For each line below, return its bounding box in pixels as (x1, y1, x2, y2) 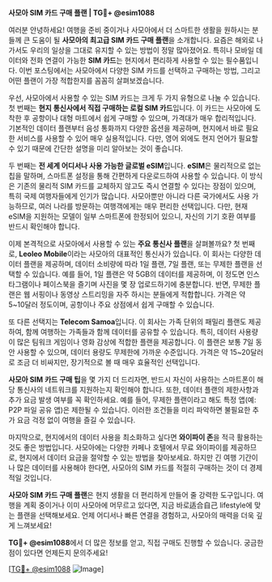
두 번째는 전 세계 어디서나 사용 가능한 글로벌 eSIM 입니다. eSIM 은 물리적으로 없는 (8, 161, 261, 170)
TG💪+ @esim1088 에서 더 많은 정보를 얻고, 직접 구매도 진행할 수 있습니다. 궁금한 (8, 538, 264, 547)
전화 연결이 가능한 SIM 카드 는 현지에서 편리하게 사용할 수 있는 (29, 56, 224, 65)
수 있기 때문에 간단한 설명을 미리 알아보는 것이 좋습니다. (8, 143, 184, 153)
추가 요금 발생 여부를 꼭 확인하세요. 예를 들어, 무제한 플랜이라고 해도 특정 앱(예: (8, 395, 257, 404)
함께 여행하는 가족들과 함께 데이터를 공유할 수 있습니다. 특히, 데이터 (25, 327, 237, 336)
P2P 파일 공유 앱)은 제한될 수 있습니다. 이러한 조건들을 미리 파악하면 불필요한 (8, 405, 251, 414)
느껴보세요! (16, 520, 53, 530)
